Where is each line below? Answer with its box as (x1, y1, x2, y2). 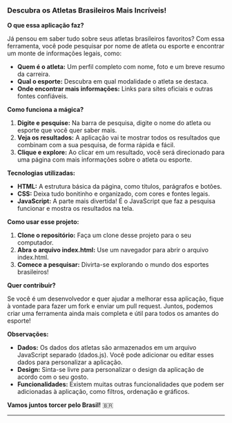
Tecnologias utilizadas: (7, 169, 76, 178)
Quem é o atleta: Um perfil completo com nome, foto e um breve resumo (17, 63, 225, 71)
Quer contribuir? (7, 281, 57, 290)
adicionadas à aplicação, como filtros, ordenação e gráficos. (17, 388, 190, 396)
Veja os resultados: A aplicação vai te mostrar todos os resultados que (17, 133, 220, 142)
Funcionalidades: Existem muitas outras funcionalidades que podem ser (17, 380, 224, 388)
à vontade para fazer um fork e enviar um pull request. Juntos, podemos (7, 302, 213, 310)
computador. (17, 238, 54, 247)
